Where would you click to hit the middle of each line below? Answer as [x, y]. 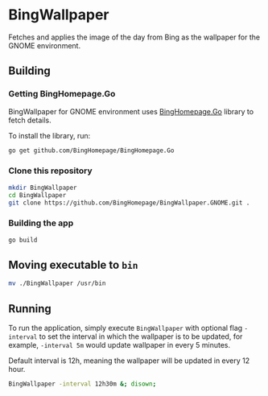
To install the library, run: [49, 135]
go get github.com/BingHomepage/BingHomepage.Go [91, 151]
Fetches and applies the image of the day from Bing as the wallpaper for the [134, 37]
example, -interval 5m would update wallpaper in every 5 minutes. [120, 345]
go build [23, 240]
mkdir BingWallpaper [43, 188]
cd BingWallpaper [37, 195]
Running [30, 309]
